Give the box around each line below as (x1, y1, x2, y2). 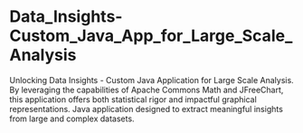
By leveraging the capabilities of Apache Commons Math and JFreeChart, (9, 84, 284, 95)
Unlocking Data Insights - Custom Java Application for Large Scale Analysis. (9, 74, 294, 85)
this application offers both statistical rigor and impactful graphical (9, 93, 258, 105)
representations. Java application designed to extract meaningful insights (9, 103, 283, 114)
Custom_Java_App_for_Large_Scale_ (9, 25, 293, 46)
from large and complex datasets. (9, 113, 135, 124)
